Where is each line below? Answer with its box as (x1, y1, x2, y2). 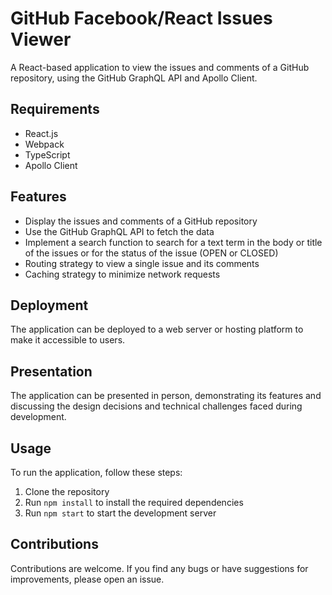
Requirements (10, 101, 100, 118)
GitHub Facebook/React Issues (10, 7, 273, 30)
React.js (24, 127, 59, 139)
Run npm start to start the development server (24, 507, 217, 519)
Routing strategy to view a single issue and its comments (24, 257, 260, 269)
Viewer (10, 28, 72, 51)
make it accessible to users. (10, 334, 126, 346)
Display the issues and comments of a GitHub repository (24, 215, 258, 227)
